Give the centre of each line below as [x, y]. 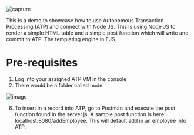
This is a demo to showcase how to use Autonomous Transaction [85, 20]
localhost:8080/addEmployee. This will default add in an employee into [101, 120]
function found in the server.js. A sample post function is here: [90, 114]
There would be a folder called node [58, 85]
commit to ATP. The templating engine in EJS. [61, 39]
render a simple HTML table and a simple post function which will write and [97, 33]
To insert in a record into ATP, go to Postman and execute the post [95, 108]
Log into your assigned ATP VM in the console [71, 79]
